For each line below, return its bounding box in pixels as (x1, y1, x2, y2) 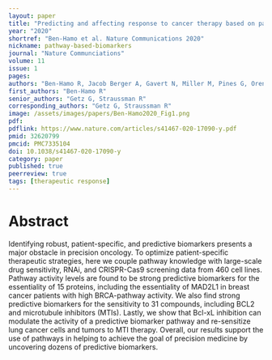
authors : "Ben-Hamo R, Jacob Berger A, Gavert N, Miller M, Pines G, (8, 79, 249, 87)
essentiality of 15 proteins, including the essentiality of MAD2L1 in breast (8, 282, 250, 291)
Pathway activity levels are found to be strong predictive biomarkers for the (8, 273, 260, 283)
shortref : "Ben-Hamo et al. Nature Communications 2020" (8, 34, 205, 43)
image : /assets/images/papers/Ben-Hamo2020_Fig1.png (8, 110, 190, 118)
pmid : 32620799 (8, 132, 60, 140)
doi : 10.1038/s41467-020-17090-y (8, 147, 121, 155)
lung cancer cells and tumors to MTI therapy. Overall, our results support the (8, 324, 264, 334)
